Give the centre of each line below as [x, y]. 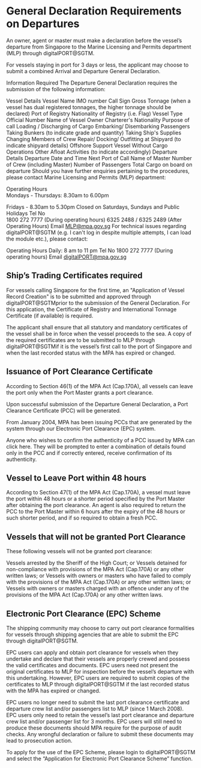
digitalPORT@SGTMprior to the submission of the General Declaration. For [98, 303]
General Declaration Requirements [94, 11]
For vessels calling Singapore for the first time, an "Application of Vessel [95, 290]
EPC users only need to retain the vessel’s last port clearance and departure [100, 715]
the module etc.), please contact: [47, 239]
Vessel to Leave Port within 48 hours [76, 478]
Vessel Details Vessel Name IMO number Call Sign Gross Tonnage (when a [98, 101]
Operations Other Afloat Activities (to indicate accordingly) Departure [92, 152]
